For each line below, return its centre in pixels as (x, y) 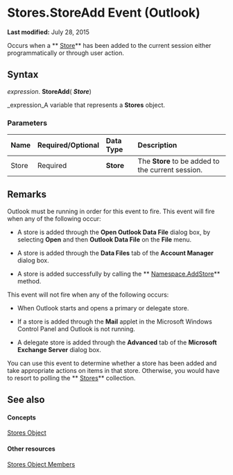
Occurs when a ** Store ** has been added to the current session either (109, 45)
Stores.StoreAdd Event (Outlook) (104, 13)
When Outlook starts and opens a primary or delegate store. (103, 308)
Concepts (21, 417)
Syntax (23, 75)
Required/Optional (68, 145)
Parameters (27, 123)
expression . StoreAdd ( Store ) (50, 91)
